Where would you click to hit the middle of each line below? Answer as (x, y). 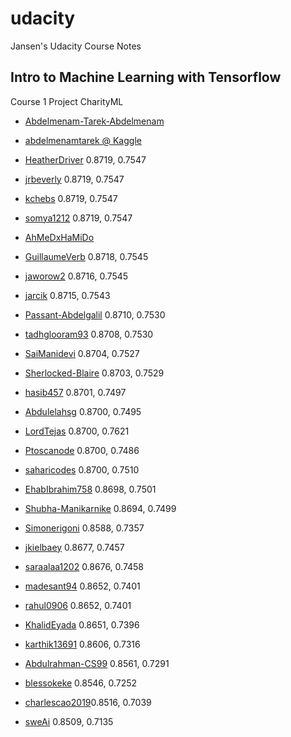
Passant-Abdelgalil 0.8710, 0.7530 (95, 314)
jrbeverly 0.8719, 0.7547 (74, 179)
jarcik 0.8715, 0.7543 (67, 295)
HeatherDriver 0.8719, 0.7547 (85, 159)
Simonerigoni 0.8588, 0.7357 (84, 528)
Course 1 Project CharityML (67, 101)
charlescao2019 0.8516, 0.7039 (88, 702)
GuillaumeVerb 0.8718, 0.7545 (86, 256)
